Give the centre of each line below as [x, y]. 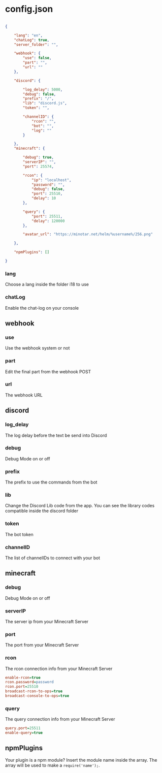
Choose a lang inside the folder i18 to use [47, 285]
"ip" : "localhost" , [51, 180]
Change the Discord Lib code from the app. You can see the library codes [80, 506]
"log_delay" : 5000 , [43, 90]
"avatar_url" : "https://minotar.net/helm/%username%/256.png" [88, 234]
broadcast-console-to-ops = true [37, 696]
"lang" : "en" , [28, 35]
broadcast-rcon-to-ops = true [34, 691]
